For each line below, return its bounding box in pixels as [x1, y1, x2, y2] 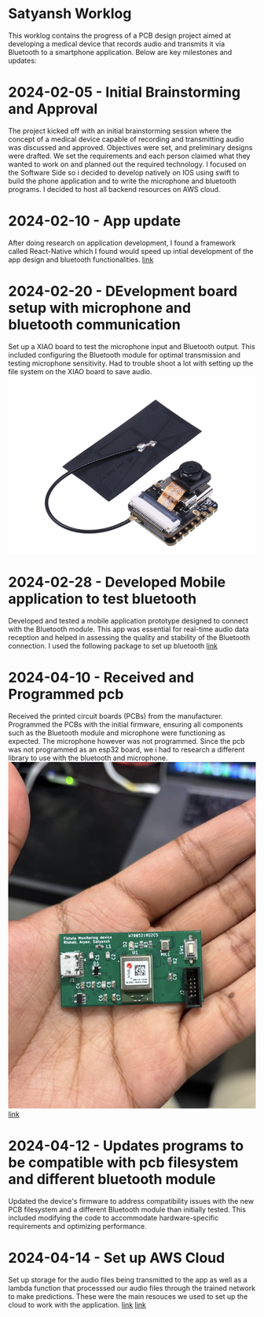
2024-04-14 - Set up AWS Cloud [8, 1249, 225, 1267]
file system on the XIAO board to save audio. [8, 366, 152, 376]
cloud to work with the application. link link [8, 1300, 147, 1309]
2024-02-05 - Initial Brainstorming [8, 83, 241, 101]
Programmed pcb [8, 685, 124, 703]
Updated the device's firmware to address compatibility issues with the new [8, 1196, 254, 1205]
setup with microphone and [8, 300, 191, 317]
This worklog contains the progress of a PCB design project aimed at [8, 31, 232, 40]
